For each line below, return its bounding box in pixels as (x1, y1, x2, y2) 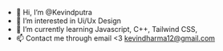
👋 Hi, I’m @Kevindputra (15, 8, 92, 17)
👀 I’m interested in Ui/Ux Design (15, 16, 122, 25)
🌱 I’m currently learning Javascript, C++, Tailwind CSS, (15, 25, 198, 33)
